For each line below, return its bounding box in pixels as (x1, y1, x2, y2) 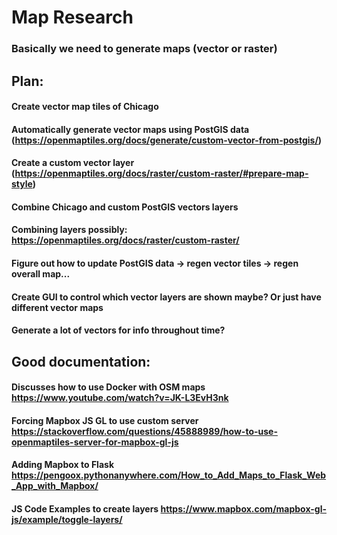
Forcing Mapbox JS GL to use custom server (11, 414, 199, 426)
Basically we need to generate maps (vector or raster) (11, 42, 278, 56)
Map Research (11, 6, 134, 29)
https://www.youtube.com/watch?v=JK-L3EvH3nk (11, 392, 229, 404)
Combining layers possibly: (11, 224, 128, 236)
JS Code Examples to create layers (11, 503, 159, 515)
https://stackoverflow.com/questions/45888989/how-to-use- (11, 425, 278, 437)
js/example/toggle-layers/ (11, 514, 123, 526)
